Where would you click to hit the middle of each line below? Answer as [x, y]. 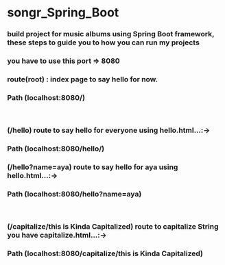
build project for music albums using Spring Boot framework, [111, 34]
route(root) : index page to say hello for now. [83, 79]
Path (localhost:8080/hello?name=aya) [74, 194]
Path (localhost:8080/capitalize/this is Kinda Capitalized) [105, 253]
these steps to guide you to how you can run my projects [104, 42]
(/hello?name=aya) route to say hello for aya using [93, 167]
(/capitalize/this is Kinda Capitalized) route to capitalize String [113, 227]
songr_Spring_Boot [63, 13]
